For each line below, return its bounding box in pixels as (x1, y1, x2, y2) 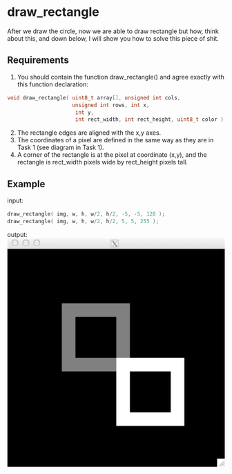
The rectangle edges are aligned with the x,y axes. (17, 129, 162, 137)
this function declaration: (17, 80, 88, 88)
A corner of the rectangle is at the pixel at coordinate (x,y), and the (17, 151, 207, 159)
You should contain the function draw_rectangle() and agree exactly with (17, 73, 224, 81)
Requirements (7, 55, 69, 66)
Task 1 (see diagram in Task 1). (17, 143, 105, 152)
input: (7, 196, 24, 205)
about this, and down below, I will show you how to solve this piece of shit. (7, 34, 220, 42)
